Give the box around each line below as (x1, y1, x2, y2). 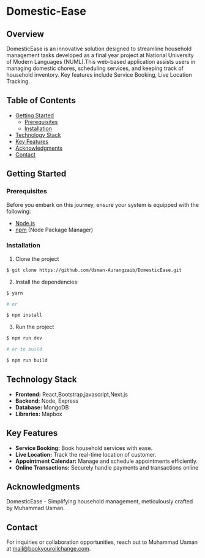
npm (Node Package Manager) (15, 226, 94, 233)
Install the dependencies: (15, 278, 80, 285)
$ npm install (6, 312, 43, 319)
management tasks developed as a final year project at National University (6, 52, 194, 59)
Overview (6, 29, 45, 39)
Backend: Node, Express (15, 397, 78, 405)
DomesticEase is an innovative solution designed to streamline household (6, 45, 192, 52)
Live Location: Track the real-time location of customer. (15, 451, 157, 458)
